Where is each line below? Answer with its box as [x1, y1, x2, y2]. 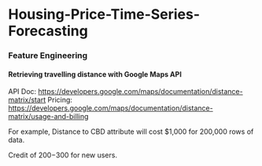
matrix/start [8, 96, 46, 105]
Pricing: [47, 96, 73, 105]
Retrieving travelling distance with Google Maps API [8, 69, 183, 79]
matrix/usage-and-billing [8, 112, 89, 121]
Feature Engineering [8, 50, 88, 61]
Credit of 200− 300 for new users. [8, 150, 118, 160]
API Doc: [8, 87, 37, 96]
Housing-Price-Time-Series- [8, 5, 201, 23]
